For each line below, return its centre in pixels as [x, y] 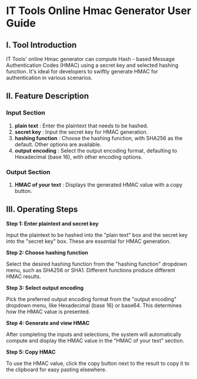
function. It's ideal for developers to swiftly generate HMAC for [82, 71]
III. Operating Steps [42, 209]
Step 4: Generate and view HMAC [48, 323]
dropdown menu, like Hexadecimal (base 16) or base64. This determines [94, 305]
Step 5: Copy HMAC [31, 352]
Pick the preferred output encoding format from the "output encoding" [91, 299]
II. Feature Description [48, 96]
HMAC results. [24, 276]
